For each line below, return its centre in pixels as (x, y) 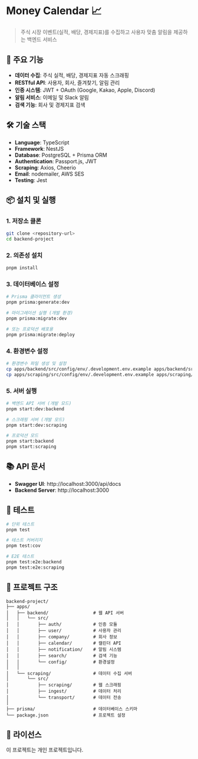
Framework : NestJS (39, 148)
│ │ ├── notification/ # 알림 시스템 (64, 649)
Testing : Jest (31, 180)
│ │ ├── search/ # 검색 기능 (62, 656)
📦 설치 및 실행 (31, 200)
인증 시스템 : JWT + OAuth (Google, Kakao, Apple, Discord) (85, 90)
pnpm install (22, 268)
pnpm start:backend (30, 441)
